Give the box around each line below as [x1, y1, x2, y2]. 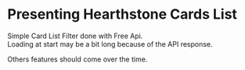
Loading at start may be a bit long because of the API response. [7, 39, 213, 48]
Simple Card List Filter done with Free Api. [7, 31, 143, 40]
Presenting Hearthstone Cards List [7, 5, 238, 23]
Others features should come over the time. [7, 54, 148, 64]
